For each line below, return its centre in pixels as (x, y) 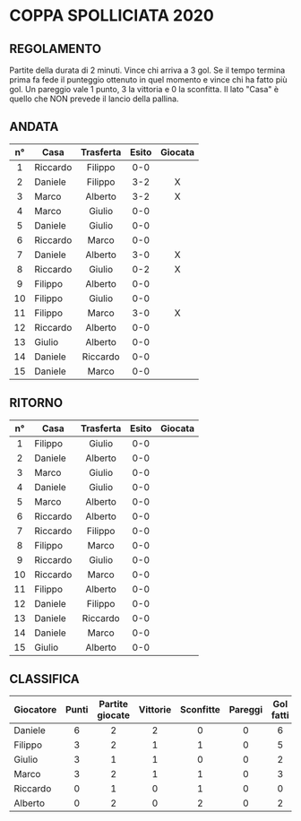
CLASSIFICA (45, 679)
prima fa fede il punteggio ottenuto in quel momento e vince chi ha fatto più (148, 80)
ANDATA (34, 127)
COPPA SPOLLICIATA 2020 (112, 16)
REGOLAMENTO (55, 49)
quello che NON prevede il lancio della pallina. (94, 99)
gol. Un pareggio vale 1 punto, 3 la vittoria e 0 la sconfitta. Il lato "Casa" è (144, 89)
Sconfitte (200, 710)
